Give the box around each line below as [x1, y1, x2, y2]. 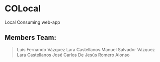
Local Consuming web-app [4, 19, 61, 25]
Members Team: [4, 33, 57, 42]
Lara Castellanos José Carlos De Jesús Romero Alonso [16, 52, 130, 58]
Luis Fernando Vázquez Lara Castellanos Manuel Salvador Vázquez [16, 46, 155, 52]
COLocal [4, 3, 41, 14]
